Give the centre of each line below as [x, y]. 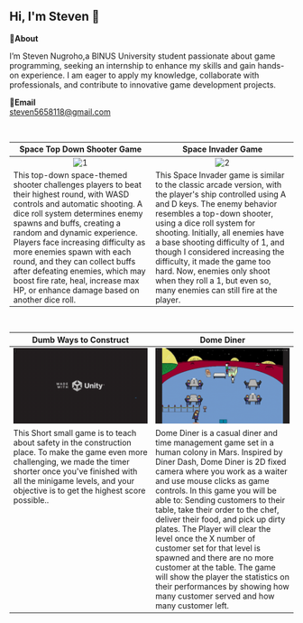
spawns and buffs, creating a [67, 223]
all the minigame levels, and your [74, 481]
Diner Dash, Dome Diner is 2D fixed [221, 462]
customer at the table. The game [216, 567]
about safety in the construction [73, 442]
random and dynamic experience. [75, 232]
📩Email [23, 102]
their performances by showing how [223, 587]
